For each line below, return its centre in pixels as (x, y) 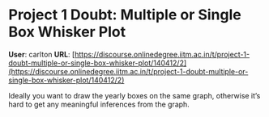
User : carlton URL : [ (42, 54)
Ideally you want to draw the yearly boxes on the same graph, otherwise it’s (134, 95)
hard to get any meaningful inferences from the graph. (99, 104)
